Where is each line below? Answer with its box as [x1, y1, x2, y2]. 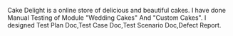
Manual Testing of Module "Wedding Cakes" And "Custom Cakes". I [7, 13, 207, 22]
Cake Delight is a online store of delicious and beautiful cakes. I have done [7, 6, 227, 14]
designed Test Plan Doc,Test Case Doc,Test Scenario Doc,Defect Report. [7, 21, 222, 29]
